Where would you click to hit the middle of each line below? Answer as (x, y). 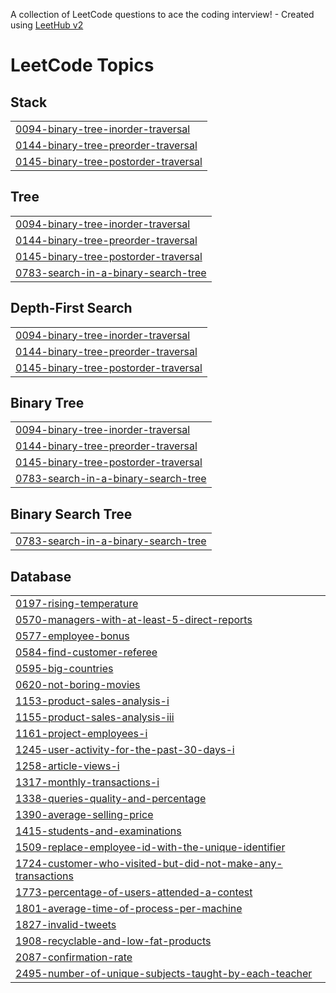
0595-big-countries (64, 669)
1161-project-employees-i (81, 734)
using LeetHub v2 (47, 25)
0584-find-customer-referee (86, 652)
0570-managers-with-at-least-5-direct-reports (134, 620)
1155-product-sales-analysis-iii (95, 717)
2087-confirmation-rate (74, 957)
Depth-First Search (71, 308)
